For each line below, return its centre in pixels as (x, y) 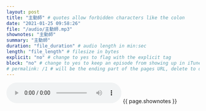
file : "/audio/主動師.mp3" (39, 29)
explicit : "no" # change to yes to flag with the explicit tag (89, 57)
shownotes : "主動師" (31, 35)
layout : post (23, 12)
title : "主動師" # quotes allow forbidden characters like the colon (96, 18)
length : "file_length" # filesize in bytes (63, 52)
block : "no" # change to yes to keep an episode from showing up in (96, 63)
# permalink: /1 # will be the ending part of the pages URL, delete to (101, 69)
